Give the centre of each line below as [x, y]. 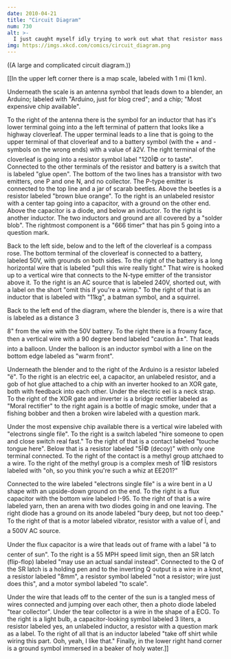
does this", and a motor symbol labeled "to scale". [78, 584]
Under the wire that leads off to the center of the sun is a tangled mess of [111, 597]
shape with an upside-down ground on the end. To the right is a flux [103, 491]
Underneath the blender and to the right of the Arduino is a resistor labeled [113, 369]
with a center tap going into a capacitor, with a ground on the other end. [109, 203]
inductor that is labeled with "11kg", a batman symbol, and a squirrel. [104, 297]
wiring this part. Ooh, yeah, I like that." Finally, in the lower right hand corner [114, 641]
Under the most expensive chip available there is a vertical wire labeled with [115, 427]
